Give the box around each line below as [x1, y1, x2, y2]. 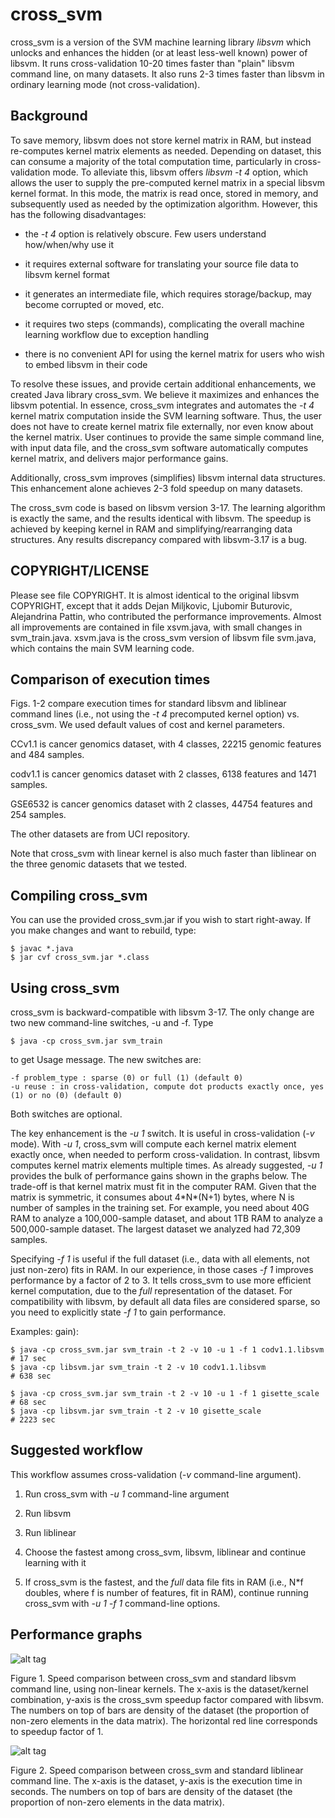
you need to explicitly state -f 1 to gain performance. [10, 1306, 227, 1318]
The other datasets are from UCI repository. [10, 828, 191, 840]
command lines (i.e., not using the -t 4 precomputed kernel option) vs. [10, 708, 300, 720]
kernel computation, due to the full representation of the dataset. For [10, 1285, 293, 1297]
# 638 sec [10, 1371, 52, 1381]
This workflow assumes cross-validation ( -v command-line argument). [10, 1468, 302, 1480]
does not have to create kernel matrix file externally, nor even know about [10, 420, 314, 432]
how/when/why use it [24, 238, 115, 250]
